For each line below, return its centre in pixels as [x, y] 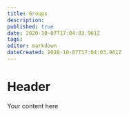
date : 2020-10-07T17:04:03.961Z [53, 33]
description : [26, 20]
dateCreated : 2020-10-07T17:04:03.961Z [64, 53]
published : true [30, 26]
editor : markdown [32, 46]
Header [29, 87]
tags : [15, 40]
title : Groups [28, 14]
